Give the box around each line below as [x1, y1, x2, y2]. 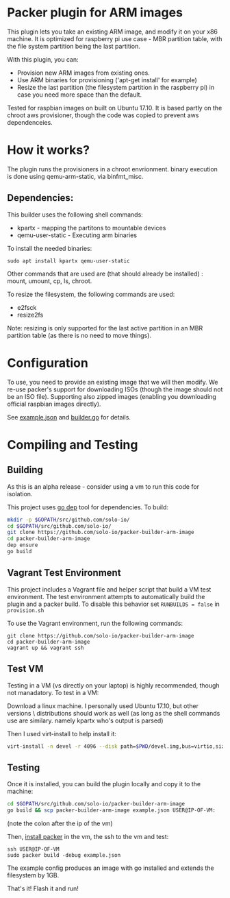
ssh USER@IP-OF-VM [7, 845, 60, 853]
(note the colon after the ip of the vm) [7, 819, 113, 827]
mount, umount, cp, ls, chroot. [7, 276, 92, 285]
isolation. [7, 489, 33, 498]
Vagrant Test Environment [7, 567, 121, 579]
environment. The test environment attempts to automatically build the [7, 592, 205, 600]
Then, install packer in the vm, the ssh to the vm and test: [7, 832, 169, 840]
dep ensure [7, 542, 38, 549]
